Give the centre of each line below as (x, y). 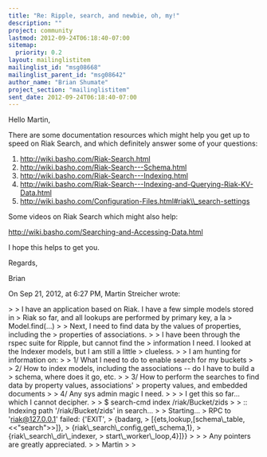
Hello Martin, (29, 119)
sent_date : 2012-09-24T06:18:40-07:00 (73, 97)
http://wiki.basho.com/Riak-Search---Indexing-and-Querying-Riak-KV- (136, 185)
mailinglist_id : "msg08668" (55, 68)
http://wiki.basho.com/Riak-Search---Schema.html (103, 167)
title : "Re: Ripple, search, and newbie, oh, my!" (94, 16)
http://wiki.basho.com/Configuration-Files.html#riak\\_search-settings (135, 201)
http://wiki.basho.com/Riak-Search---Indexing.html (104, 176)
